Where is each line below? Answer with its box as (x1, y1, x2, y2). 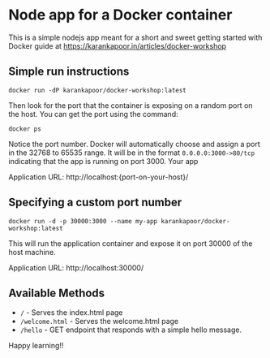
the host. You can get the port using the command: (8, 109, 178, 119)
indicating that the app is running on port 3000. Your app (8, 156, 199, 166)
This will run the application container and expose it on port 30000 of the (8, 238, 253, 248)
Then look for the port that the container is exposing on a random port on (8, 100, 253, 110)
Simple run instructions (8, 65, 130, 79)
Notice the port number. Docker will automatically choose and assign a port (8, 139, 261, 149)
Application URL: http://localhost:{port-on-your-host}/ (8, 172, 189, 182)
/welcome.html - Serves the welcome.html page (19, 317, 179, 326)
